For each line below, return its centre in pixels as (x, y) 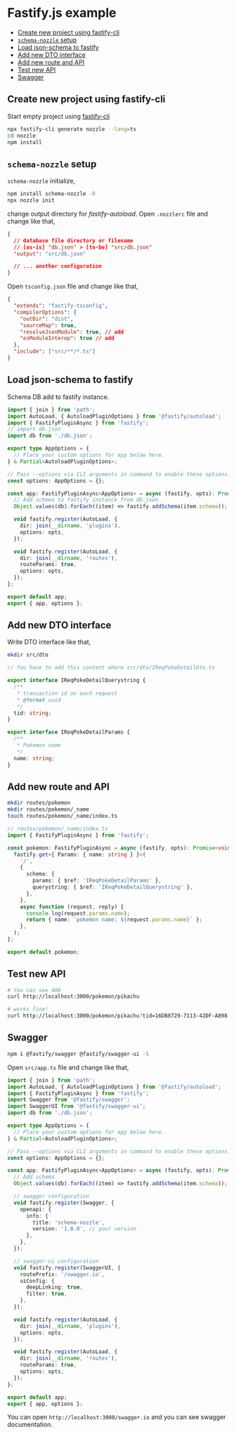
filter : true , (47, 1294)
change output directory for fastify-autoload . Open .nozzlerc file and (108, 214)
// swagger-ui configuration (56, 1261)
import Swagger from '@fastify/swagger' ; (69, 1100)
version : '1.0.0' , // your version (85, 1229)
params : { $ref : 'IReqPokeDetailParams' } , (97, 881)
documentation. (30, 1425)
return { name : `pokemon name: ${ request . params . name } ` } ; (114, 920)
